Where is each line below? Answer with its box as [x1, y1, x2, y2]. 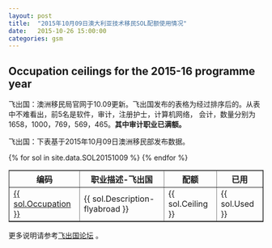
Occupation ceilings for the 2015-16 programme [8, 64, 256, 78]
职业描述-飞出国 [90, 174, 154, 186]
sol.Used [220, 199, 255, 210]
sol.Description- [91, 193, 155, 204]
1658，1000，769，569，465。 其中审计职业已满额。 [8, 120, 186, 129]
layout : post [8, 11, 53, 20]
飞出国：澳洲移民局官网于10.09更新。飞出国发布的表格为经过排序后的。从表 [8, 99, 261, 109]
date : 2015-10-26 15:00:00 [8, 27, 107, 35]
